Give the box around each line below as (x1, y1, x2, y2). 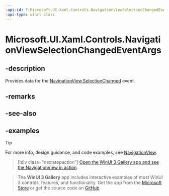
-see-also (5, 109, 37, 118)
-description (5, 64, 45, 73)
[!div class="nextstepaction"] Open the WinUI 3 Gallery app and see (17, 159, 159, 165)
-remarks (5, 92, 35, 101)
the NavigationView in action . (17, 164, 78, 171)
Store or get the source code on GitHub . (17, 185, 101, 191)
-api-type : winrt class (5, 12, 55, 17)
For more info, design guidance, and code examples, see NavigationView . (5, 149, 157, 156)
